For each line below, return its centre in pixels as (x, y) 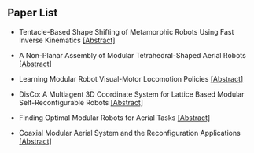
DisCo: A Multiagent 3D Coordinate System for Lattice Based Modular (131, 94)
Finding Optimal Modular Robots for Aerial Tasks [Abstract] (114, 118)
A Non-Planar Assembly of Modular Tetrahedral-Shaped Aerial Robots (133, 55)
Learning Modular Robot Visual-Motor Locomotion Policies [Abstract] (131, 78)
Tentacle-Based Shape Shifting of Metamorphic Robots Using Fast (126, 31)
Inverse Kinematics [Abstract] (67, 40)
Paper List (33, 13)
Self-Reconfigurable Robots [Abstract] (81, 102)
